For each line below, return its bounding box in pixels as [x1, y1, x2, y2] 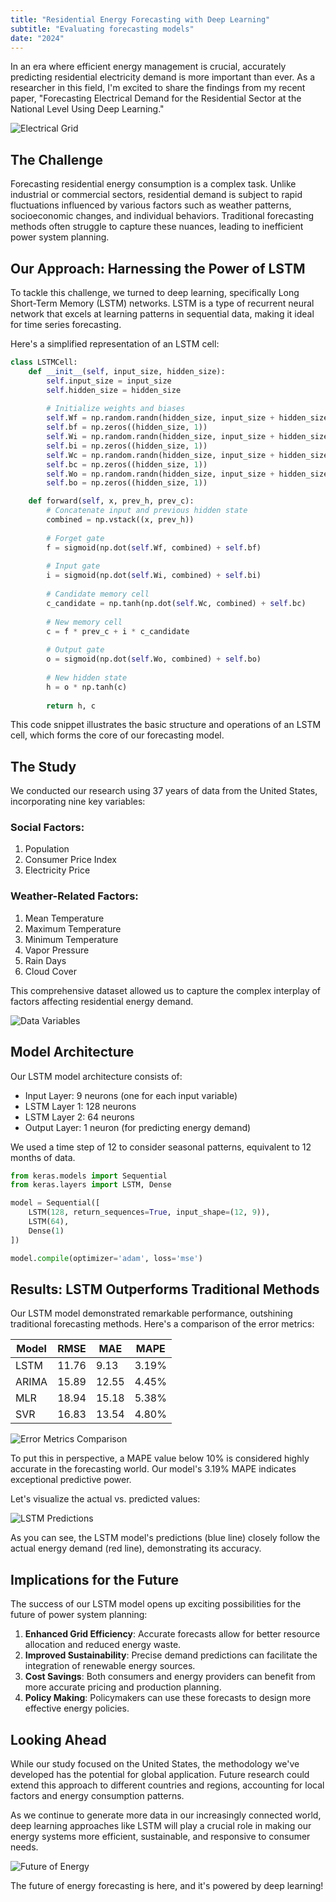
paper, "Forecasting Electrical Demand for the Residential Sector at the [10, 92, 302, 105]
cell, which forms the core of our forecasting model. [10, 729, 225, 741]
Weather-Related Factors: [10, 889, 139, 903]
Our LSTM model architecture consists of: [10, 1070, 183, 1082]
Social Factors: [10, 821, 85, 835]
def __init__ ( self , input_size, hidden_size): [28, 366, 226, 376]
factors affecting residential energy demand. [10, 995, 194, 1007]
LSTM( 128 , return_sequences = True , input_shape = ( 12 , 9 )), [28, 1207, 271, 1218]
